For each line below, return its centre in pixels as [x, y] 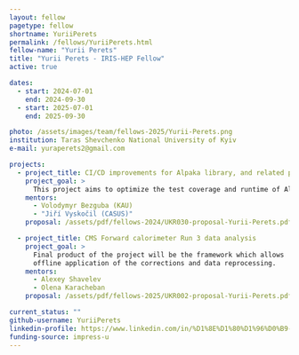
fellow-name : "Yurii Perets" [63, 51]
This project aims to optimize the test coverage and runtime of [156, 189]
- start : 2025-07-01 [55, 107]
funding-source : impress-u [59, 337]
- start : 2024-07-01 [55, 91]
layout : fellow [37, 17]
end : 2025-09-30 [56, 116]
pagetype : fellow [41, 26]
